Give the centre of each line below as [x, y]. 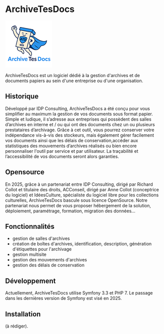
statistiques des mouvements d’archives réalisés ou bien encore [71, 146]
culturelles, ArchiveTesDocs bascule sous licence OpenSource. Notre [77, 200]
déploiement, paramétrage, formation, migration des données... [70, 211]
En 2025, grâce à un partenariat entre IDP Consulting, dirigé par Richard [79, 184]
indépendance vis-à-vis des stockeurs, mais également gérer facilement [80, 135]
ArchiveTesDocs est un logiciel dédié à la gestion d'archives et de [73, 75]
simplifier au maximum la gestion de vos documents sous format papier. [79, 114]
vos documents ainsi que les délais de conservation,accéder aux [72, 140]
